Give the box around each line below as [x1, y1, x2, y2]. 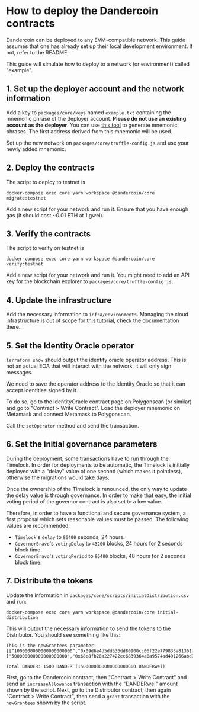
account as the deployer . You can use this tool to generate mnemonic [6, 121, 178, 129]
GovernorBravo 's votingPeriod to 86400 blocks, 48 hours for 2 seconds [14, 552, 186, 559]
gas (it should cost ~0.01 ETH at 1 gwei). [6, 211, 104, 219]
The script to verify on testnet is [6, 245, 84, 252]
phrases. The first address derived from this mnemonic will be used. [6, 127, 173, 134]
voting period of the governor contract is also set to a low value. [6, 498, 163, 505]
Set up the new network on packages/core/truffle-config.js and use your [6, 139, 190, 146]
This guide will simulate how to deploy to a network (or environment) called [6, 60, 190, 68]
